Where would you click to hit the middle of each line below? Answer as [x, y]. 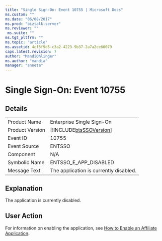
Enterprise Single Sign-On [81, 122]
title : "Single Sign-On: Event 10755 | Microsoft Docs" [64, 10]
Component [22, 154]
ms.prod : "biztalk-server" [33, 24]
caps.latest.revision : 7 [31, 51]
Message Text [24, 171]
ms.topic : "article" [27, 42]
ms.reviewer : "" [22, 28]
